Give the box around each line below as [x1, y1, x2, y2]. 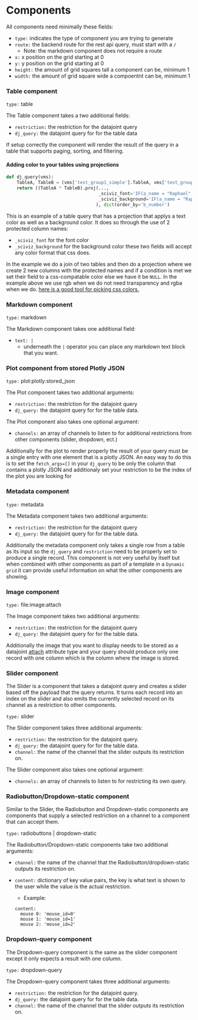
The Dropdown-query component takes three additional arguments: [6, 977, 171, 985]
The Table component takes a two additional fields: [6, 112, 131, 119]
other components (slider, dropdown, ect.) [14, 436, 118, 443]
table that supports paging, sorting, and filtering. [6, 147, 124, 154]
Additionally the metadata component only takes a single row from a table [6, 541, 186, 548]
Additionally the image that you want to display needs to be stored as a [6, 641, 179, 648]
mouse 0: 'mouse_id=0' [20, 911, 76, 917]
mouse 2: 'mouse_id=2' [20, 921, 76, 928]
